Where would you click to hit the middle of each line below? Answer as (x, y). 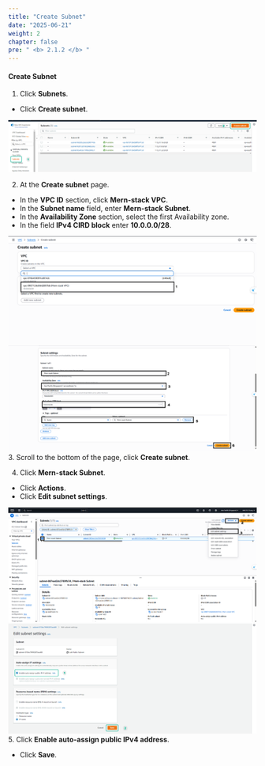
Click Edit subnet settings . (63, 496)
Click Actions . (43, 488)
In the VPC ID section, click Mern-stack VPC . (93, 200)
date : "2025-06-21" (40, 25)
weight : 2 (24, 33)
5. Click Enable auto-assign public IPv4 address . (89, 740)
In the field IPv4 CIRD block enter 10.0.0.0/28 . (95, 225)
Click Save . (38, 755)
